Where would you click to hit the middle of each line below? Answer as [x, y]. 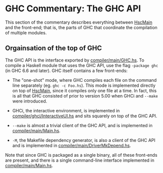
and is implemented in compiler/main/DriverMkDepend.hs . [72, 145]
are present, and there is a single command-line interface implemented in [80, 160]
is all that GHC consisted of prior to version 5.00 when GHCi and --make [85, 96]
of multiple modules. [26, 33]
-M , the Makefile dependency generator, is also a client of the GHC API [84, 140]
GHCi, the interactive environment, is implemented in [66, 110]
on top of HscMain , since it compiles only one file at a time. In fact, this [84, 90]
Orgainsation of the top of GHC [54, 48]
